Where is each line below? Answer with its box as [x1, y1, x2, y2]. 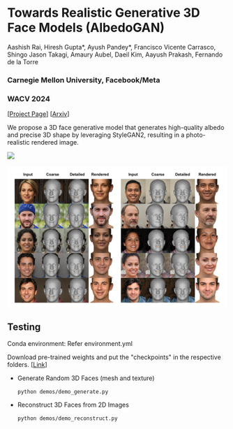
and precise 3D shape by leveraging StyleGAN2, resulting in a [7, 131, 185, 139]
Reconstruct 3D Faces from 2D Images [17, 400, 129, 409]
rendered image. [31, 138, 79, 147]
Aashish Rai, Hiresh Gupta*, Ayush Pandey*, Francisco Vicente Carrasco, [7, 43, 216, 51]
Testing [7, 321, 41, 333]
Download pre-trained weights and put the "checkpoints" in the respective [7, 353, 221, 361]
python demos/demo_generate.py [17, 388, 109, 395]
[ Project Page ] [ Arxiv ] [7, 110, 70, 118]
